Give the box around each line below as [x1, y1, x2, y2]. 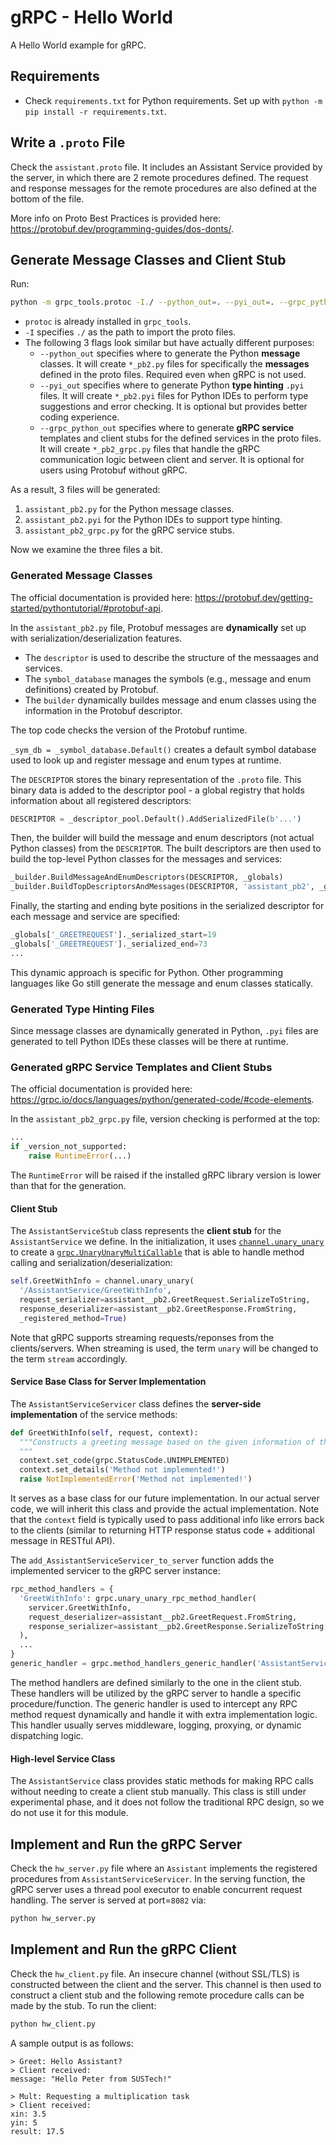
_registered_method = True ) [19, 1313, 128, 1323]
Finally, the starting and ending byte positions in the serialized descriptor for [10, 900, 325, 912]
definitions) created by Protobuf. [24, 683, 159, 695]
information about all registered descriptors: [10, 794, 192, 806]
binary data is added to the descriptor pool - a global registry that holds [10, 784, 305, 796]
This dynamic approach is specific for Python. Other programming [10, 966, 283, 978]
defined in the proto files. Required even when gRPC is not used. [39, 369, 307, 381]
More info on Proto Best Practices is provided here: [10, 212, 222, 224]
